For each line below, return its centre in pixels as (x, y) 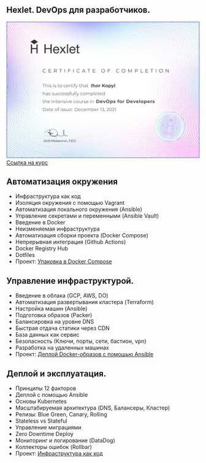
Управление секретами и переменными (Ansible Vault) (87, 216)
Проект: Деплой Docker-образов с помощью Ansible (84, 354)
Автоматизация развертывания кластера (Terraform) (85, 302)
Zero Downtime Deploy (44, 434)
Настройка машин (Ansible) (51, 308)
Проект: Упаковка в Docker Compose (63, 262)
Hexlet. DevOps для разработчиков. (78, 10)
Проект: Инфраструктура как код (59, 454)
